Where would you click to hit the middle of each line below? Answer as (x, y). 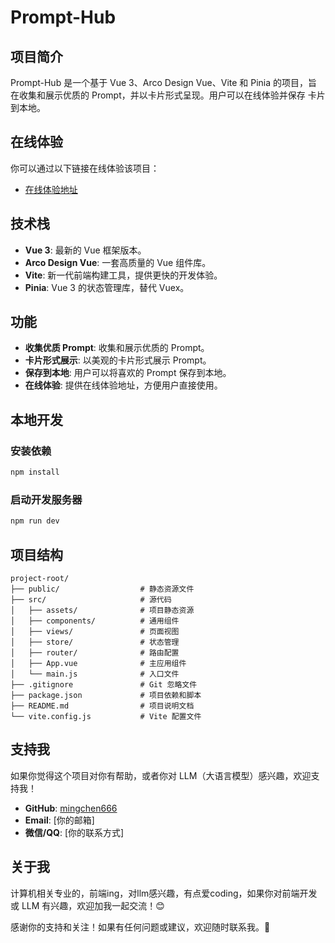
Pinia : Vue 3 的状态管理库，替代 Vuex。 (107, 287)
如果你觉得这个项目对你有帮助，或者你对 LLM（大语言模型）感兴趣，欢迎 (161, 775)
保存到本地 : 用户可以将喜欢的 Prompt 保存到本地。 (128, 373)
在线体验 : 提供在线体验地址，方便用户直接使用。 (123, 385)
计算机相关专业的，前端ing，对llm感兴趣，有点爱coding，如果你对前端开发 (164, 893)
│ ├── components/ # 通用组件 (95, 621)
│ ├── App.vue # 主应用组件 (98, 663)
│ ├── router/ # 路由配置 (95, 652)
